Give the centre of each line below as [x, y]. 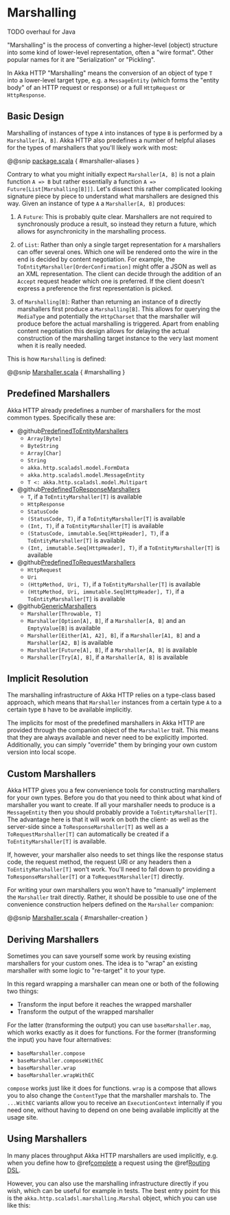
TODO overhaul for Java [41, 32]
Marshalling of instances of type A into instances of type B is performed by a [115, 133]
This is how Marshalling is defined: [57, 359]
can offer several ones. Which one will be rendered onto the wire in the [117, 251]
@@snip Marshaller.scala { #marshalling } [66, 372]
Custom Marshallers [51, 774]
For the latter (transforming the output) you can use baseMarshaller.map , [109, 1025]
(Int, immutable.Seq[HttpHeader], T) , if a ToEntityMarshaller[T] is [124, 547]
